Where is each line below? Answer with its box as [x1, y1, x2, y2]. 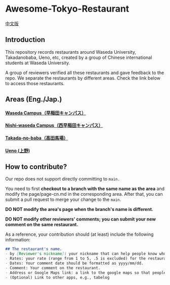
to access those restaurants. [5, 80, 65, 86]
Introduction [5, 35, 46, 44]
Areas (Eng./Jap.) [5, 95, 62, 104]
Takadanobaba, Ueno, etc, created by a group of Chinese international [5, 54, 152, 60]
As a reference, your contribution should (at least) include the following [5, 231, 154, 237]
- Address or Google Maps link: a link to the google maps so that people [5, 270, 166, 275]
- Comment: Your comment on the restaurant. [5, 265, 101, 270]
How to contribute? [5, 162, 67, 171]
